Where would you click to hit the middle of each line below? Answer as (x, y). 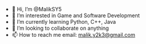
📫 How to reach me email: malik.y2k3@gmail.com (73, 35)
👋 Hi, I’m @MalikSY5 (37, 9)
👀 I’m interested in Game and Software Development (76, 15)
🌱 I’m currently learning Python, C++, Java (64, 22)
